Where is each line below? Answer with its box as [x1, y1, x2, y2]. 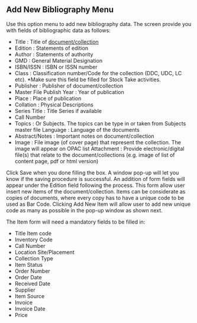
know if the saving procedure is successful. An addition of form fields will [6, 175, 185, 182]
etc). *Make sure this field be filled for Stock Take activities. [14, 76, 161, 83]
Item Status [14, 261, 43, 268]
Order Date [14, 273, 43, 280]
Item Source [14, 292, 45, 299]
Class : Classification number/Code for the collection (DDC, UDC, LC [14, 69, 182, 76]
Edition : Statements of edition [14, 44, 89, 51]
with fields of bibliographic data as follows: [6, 27, 111, 34]
